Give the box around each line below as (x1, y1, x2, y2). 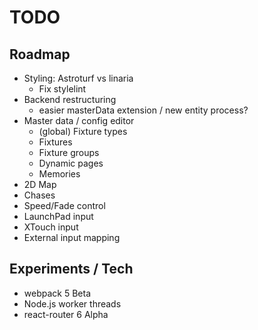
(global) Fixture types (38, 126, 128, 137)
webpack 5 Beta (23, 287, 91, 299)
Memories (38, 168, 81, 180)
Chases (23, 189, 56, 201)
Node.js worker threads (23, 297, 122, 310)
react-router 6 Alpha (23, 308, 109, 320)
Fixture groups (38, 147, 100, 158)
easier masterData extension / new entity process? (38, 104, 249, 116)
